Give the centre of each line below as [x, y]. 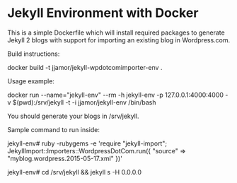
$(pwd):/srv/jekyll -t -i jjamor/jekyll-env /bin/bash [84, 102]
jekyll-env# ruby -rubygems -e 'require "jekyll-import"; [87, 143]
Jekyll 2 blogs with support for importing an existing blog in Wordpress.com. [119, 40]
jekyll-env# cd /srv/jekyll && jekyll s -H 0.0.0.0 [75, 172]
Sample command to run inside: [54, 129]
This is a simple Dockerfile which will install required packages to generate [116, 33]
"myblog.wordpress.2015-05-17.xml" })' [65, 158]
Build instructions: [34, 54]
